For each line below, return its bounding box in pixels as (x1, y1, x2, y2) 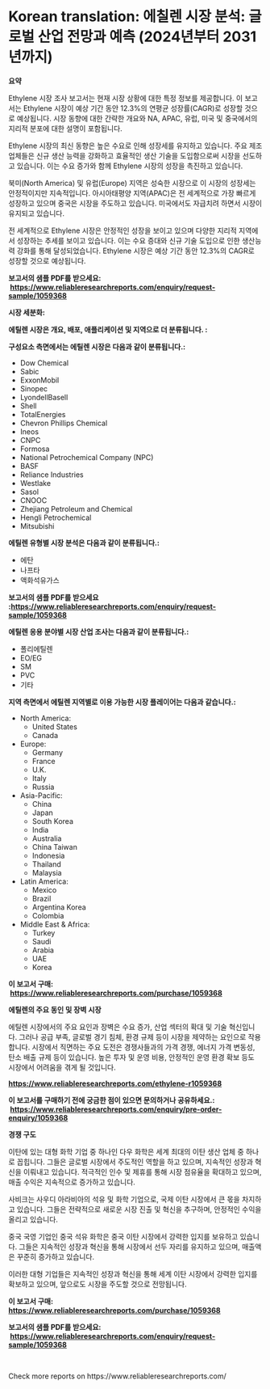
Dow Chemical (19, 357, 69, 368)
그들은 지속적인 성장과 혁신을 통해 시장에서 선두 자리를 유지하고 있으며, (19, 1242, 240, 1252)
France (31, 756, 56, 766)
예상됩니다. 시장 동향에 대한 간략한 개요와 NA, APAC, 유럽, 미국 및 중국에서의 (16, 113, 258, 123)
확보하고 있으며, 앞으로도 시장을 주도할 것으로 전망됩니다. (8, 1279, 187, 1289)
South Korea (31, 816, 74, 825)
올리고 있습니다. (8, 1214, 59, 1224)
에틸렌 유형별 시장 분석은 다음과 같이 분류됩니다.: (8, 538, 160, 547)
